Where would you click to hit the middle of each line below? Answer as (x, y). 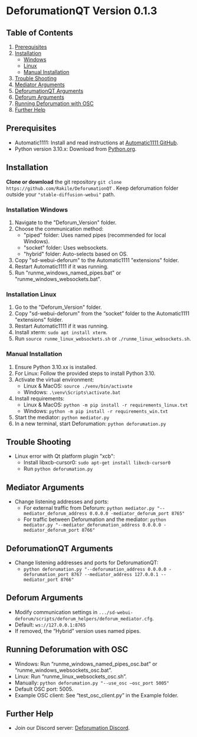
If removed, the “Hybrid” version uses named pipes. (78, 631)
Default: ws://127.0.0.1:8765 (50, 625)
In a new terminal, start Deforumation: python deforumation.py (90, 424)
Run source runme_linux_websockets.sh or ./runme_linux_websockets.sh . (103, 339)
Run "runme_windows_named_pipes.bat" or (68, 273)
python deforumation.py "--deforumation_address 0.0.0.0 (95, 569)
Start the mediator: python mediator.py (62, 417)
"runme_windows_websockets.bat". (58, 279)
